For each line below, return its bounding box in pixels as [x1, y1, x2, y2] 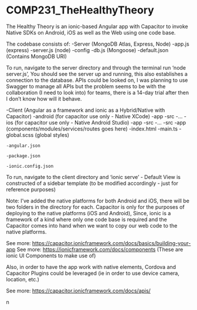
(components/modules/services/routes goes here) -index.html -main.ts [6, 125, 178, 132]
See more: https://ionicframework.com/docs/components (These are [16, 246, 184, 253]
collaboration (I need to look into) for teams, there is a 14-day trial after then [6, 89, 189, 96]
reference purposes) [6, 185, 56, 193]
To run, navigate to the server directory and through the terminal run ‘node [6, 64, 186, 71]
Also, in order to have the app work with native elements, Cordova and [6, 263, 176, 270]
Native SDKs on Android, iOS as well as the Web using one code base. [6, 29, 176, 36]
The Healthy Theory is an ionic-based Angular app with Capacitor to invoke [6, 23, 189, 30]
